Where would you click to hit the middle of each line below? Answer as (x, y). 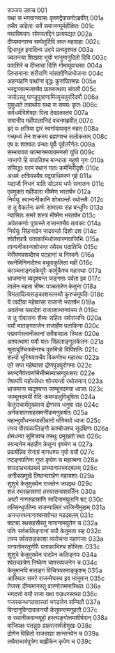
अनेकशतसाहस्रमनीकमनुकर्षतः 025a (48, 412)
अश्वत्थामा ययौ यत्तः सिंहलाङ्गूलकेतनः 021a (56, 342)
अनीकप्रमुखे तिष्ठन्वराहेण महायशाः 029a (51, 476)
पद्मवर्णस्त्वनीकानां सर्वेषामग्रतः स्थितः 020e (53, 334)
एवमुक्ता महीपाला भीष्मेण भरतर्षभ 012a (49, 191)
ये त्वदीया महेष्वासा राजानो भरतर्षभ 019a (51, 302)
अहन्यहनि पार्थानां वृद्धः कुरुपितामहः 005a (52, 81)
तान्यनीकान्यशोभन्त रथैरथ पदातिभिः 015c (52, 247)
